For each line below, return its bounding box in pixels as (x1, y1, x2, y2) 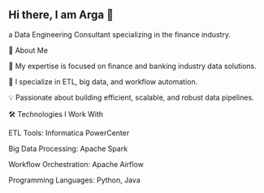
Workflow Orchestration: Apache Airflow (8, 159, 145, 169)
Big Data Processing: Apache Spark (8, 144, 128, 153)
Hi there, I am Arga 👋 (8, 8, 114, 22)
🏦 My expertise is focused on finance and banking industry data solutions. (8, 61, 258, 71)
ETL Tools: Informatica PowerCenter (8, 127, 130, 138)
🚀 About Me (8, 45, 49, 55)
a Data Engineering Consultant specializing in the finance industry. (8, 29, 232, 39)
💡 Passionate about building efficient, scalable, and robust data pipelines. (8, 92, 254, 102)
